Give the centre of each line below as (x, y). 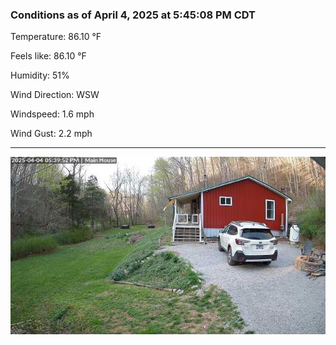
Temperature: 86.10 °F (56, 37)
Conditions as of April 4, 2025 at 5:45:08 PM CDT (133, 15)
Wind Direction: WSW (55, 95)
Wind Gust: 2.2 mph (51, 134)
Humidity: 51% (40, 75)
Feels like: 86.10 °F (48, 56)
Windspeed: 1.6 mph (52, 114)
